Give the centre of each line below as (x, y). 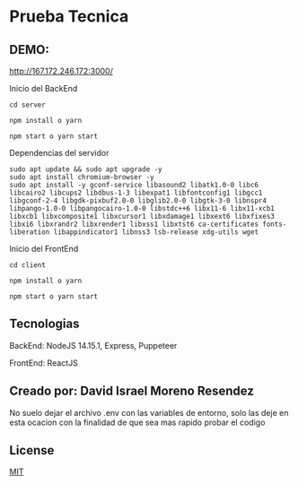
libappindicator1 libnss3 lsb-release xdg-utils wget (156, 232)
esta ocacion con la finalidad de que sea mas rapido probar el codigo (137, 422)
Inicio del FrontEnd (44, 249)
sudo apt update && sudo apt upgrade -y (86, 169)
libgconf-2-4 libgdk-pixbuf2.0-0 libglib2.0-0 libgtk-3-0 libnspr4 (138, 201)
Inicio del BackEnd (44, 88)
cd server (28, 105)
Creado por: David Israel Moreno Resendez (131, 391)
